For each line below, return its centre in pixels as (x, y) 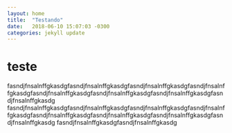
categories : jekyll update (46, 33)
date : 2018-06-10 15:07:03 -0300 (59, 26)
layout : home (26, 13)
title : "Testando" (35, 20)
